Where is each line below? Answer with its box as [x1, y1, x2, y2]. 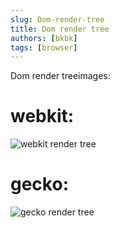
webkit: [10, 105, 75, 128]
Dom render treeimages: [10, 70, 111, 82]
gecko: [10, 173, 69, 196]
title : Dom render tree [10, 24, 110, 34]
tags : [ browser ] [10, 42, 78, 53]
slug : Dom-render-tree [10, 14, 105, 25]
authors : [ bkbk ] [10, 33, 78, 43]
